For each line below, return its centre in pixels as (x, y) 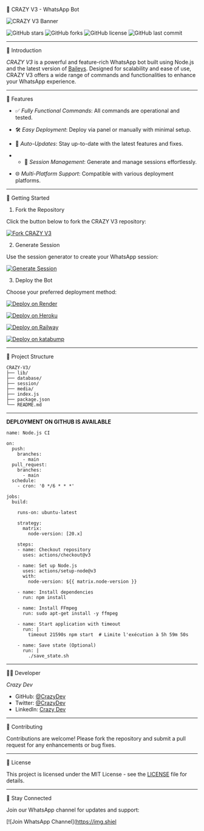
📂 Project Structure (30, 356)
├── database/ (24, 378)
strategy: (30, 523)
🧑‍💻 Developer (23, 673)
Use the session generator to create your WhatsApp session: (83, 257)
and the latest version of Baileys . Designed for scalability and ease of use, (99, 69)
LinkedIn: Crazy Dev (40, 709)
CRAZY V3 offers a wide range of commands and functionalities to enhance (101, 75)
